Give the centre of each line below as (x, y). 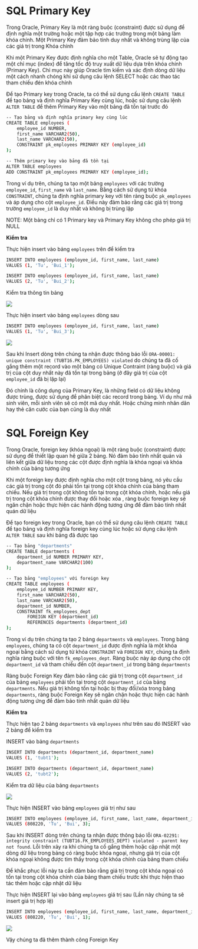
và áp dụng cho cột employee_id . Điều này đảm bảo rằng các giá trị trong (95, 202)
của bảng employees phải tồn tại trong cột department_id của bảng (86, 682)
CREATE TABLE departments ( (41, 551)
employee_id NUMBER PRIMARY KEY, (58, 589)
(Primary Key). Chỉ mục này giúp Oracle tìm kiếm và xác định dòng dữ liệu (96, 70)
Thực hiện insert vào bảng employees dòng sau (63, 315)
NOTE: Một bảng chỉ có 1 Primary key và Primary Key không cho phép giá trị (98, 220)
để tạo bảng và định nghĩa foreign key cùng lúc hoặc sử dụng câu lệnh (92, 529)
